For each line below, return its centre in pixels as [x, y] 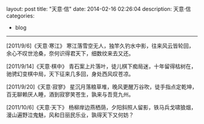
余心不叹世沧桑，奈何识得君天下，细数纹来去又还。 [70, 53]
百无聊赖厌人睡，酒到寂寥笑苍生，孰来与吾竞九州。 [70, 94]
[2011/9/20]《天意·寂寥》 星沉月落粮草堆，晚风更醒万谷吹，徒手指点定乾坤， [102, 87]
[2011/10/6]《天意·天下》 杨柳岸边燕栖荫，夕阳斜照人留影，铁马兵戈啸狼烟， [101, 107]
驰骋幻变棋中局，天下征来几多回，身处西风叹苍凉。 [70, 74]
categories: [20, 16]
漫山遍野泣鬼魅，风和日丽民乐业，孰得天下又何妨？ [70, 115]
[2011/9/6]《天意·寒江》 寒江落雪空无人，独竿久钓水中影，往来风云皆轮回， [100, 46]
